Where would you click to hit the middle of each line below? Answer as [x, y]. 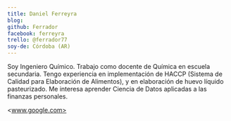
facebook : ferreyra [36, 33]
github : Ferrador [33, 27]
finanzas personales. [38, 96]
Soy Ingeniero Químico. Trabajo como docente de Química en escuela [109, 66]
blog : [15, 20]
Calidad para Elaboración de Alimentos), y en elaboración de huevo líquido [115, 81]
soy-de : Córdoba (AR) [39, 46]
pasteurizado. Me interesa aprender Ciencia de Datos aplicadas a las [107, 89]
